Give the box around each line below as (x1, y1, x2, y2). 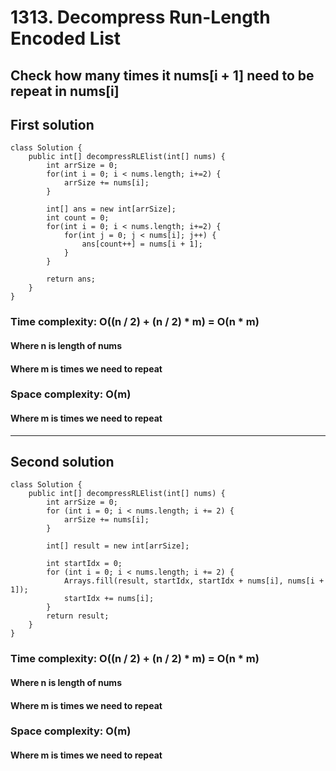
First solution (10, 116, 95, 133)
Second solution (10, 454, 115, 471)
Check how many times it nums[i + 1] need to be (10, 67, 315, 84)
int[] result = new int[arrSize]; (46, 541, 190, 551)
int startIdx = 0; (46, 559, 123, 569)
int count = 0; (46, 213, 110, 223)
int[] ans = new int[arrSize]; (46, 204, 177, 215)
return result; (46, 611, 110, 621)
